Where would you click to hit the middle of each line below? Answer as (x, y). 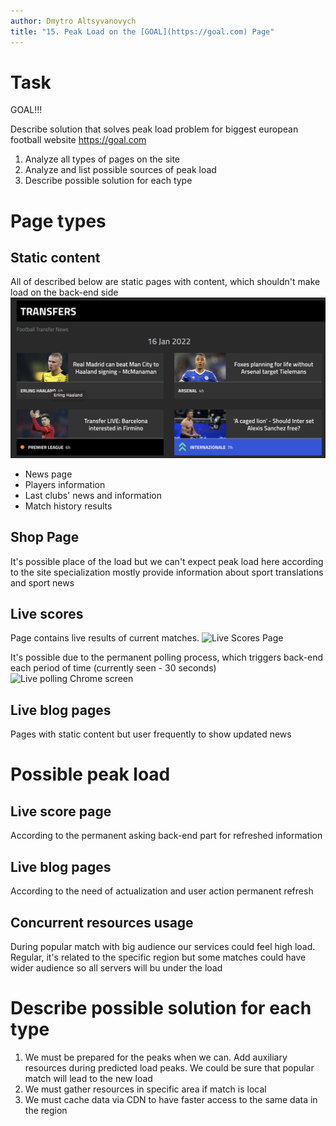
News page (48, 474)
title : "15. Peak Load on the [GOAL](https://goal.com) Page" (142, 31)
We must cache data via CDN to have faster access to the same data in (171, 1099)
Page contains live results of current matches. (105, 638)
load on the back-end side (64, 292)
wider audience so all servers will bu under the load (116, 967)
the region (46, 1110)
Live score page (61, 811)
